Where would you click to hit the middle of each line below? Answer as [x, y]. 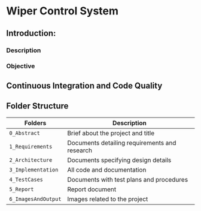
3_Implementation [34, 170]
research [80, 150]
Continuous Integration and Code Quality [84, 85]
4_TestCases [26, 179]
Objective [21, 66]
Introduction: [31, 33]
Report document [92, 189]
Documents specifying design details [119, 160]
